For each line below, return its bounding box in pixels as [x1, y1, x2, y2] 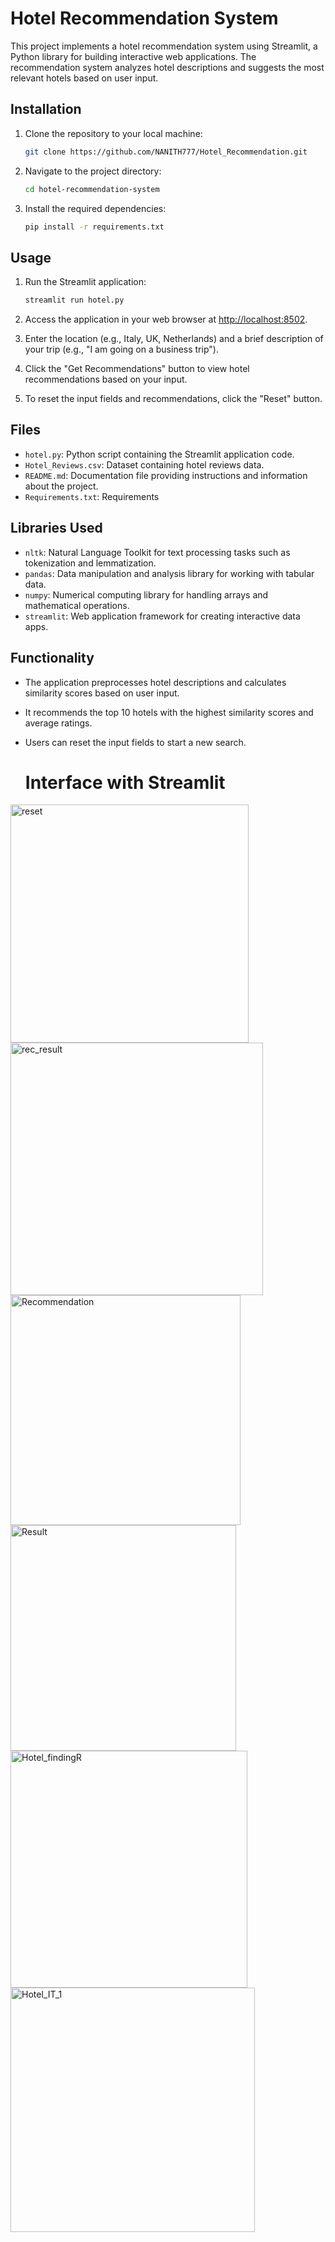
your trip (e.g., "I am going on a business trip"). [24, 343, 219, 356]
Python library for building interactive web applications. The [10, 50, 257, 62]
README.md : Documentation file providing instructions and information [24, 469, 308, 481]
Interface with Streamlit [24, 771, 226, 794]
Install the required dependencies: [24, 202, 167, 214]
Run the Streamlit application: [24, 276, 147, 288]
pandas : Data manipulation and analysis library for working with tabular [24, 567, 315, 579]
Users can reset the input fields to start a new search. [24, 736, 247, 748]
